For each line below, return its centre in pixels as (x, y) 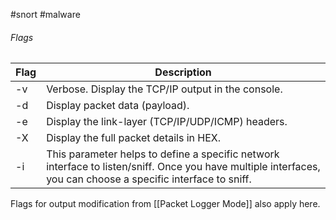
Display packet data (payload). (118, 106)
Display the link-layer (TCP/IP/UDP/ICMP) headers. (167, 122)
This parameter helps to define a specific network (163, 154)
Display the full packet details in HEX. (134, 138)
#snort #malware (45, 14)
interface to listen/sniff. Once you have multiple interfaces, (183, 167)
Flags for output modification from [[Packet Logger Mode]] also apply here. (165, 204)
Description (183, 72)
